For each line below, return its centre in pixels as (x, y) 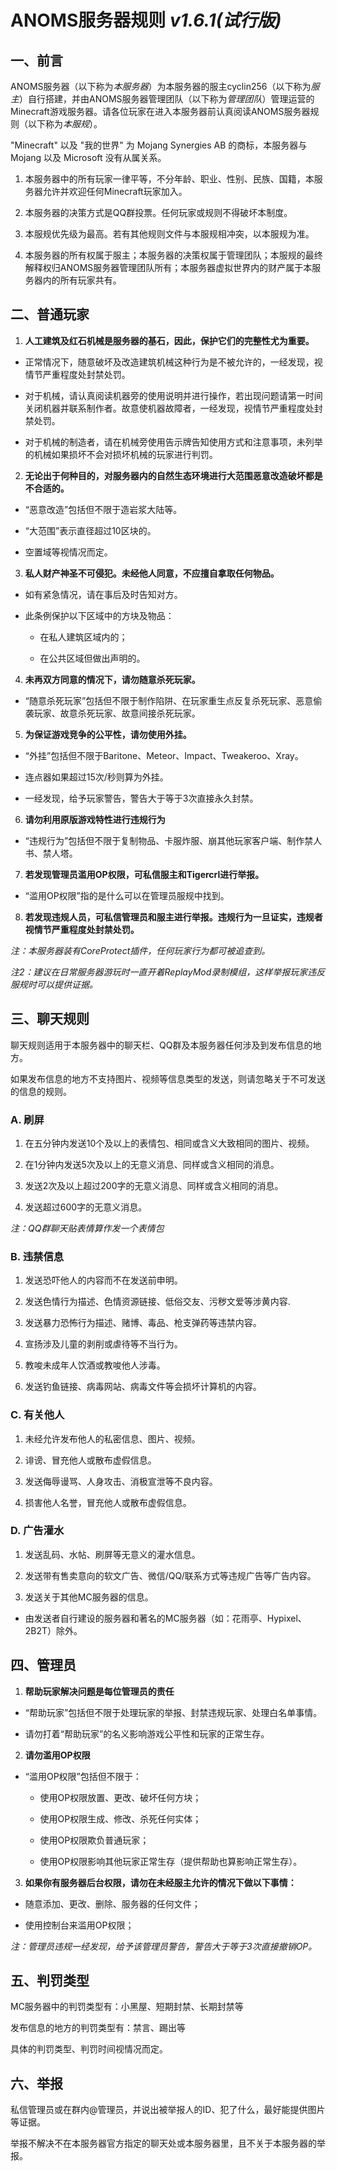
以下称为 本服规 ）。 (65, 124)
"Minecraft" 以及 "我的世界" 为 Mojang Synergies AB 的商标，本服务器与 (159, 145)
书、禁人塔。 (51, 853)
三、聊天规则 (50, 1019)
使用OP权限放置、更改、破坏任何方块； (120, 1797)
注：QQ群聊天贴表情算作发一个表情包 (87, 1228)
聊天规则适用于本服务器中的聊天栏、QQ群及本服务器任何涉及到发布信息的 (161, 1045)
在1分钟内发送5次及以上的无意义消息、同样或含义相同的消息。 (152, 1164)
